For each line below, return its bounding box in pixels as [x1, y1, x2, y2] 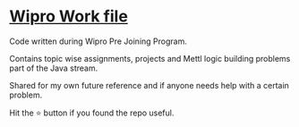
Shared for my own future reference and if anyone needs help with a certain [9, 80, 289, 90]
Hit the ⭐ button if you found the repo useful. [9, 107, 175, 118]
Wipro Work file [9, 6, 128, 27]
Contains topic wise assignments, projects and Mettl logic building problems [9, 53, 291, 63]
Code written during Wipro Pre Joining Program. [9, 36, 188, 47]
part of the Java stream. [9, 63, 98, 73]
